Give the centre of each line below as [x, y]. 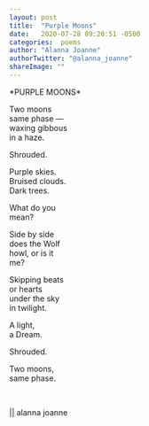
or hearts [26, 289]
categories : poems [45, 42]
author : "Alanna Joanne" [55, 50]
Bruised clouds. [38, 181]
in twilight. [28, 307]
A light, [22, 325]
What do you [32, 207]
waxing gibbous [39, 128]
